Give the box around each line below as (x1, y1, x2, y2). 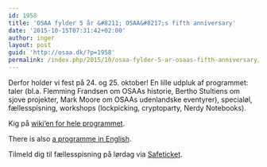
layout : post (8, 41, 52, 49)
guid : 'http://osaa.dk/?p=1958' (8, 49, 115, 56)
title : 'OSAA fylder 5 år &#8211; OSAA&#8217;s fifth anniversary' (8, 19, 237, 27)
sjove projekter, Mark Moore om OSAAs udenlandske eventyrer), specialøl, (8, 95, 253, 104)
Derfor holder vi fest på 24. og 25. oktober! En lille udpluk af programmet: (8, 77, 249, 87)
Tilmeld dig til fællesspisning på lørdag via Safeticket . (8, 149, 183, 159)
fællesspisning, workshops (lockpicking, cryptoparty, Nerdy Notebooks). (8, 103, 246, 112)
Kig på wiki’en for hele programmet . (8, 118, 126, 128)
